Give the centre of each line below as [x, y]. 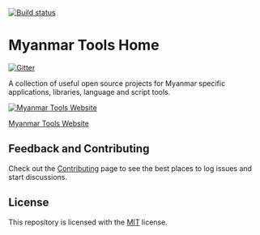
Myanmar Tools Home [84, 45]
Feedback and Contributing [79, 149]
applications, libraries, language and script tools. [90, 92]
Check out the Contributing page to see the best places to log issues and [130, 168]
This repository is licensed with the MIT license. [88, 222]
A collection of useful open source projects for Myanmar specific [117, 83]
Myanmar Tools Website [49, 123]
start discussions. [38, 177]
